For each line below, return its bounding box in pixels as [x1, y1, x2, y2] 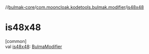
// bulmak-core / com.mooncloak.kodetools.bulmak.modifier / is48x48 [5, 4, 144, 10]
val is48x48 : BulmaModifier [5, 43, 62, 49]
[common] [5, 38, 27, 44]
